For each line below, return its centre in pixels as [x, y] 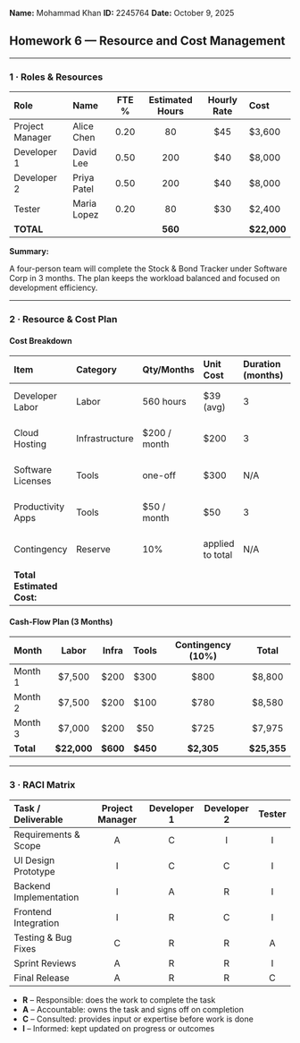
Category [96, 370]
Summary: [29, 252]
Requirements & [47, 834]
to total [218, 555]
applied [219, 543]
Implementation [46, 897]
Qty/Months [168, 370]
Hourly [223, 100]
